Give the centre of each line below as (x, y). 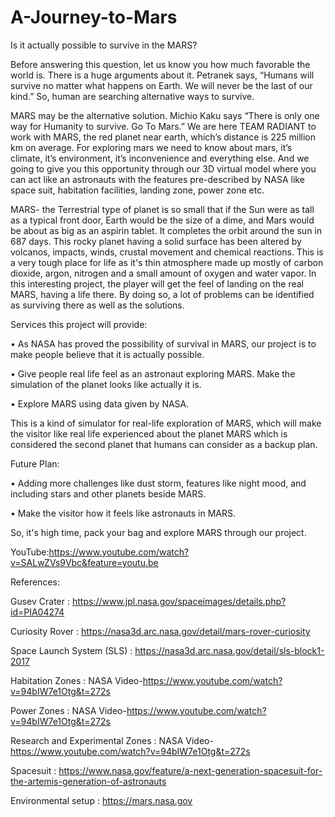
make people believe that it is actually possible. (107, 354)
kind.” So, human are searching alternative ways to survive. (132, 96)
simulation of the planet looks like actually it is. (106, 384)
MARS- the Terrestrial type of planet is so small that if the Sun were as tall (162, 209)
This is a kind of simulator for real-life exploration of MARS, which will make (166, 423)
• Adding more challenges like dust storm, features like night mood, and (158, 483)
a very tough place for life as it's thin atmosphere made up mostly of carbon (167, 262)
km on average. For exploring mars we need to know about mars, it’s (151, 147)
